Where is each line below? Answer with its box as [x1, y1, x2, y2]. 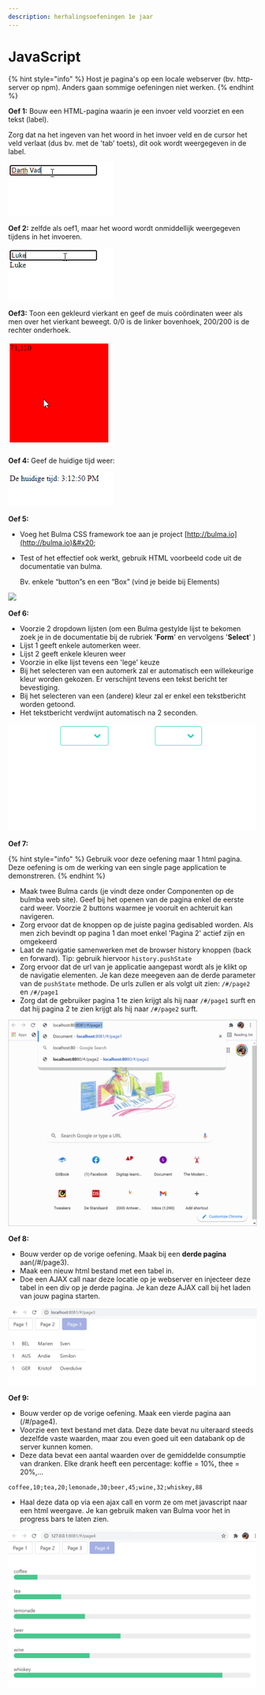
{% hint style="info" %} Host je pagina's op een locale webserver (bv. [8, 74, 236, 83]
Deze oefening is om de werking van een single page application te [8, 863, 227, 872]
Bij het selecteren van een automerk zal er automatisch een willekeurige [19, 665, 254, 675]
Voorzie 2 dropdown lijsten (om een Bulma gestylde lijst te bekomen [19, 623, 241, 633]
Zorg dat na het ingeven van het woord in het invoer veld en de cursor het [8, 130, 248, 139]
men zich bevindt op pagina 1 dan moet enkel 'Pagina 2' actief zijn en [19, 929, 245, 938]
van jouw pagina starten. [19, 1291, 101, 1300]
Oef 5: [8, 514, 29, 524]
